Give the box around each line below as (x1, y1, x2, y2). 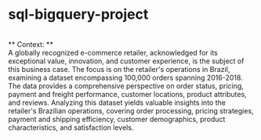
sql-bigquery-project (8, 5, 149, 23)
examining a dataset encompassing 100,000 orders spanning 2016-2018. (8, 73, 243, 82)
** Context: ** (8, 39, 53, 48)
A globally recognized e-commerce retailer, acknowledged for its (8, 48, 218, 57)
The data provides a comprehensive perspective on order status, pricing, (8, 81, 245, 91)
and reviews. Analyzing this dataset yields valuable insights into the (8, 98, 226, 107)
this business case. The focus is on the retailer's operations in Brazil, (8, 64, 230, 74)
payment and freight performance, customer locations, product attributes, (8, 89, 247, 99)
